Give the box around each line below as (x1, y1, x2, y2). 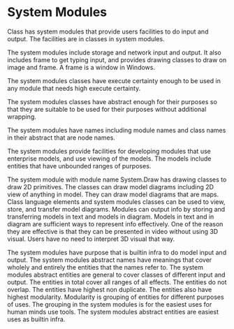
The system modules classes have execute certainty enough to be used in (7, 76, 221, 85)
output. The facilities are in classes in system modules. (7, 34, 166, 43)
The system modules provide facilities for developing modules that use (7, 147, 211, 155)
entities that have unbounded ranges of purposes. (7, 161, 152, 170)
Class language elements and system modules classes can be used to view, (7, 197, 226, 206)
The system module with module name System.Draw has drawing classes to (7, 175, 227, 184)
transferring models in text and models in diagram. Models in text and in (7, 212, 214, 221)
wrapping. (7, 112, 37, 121)
